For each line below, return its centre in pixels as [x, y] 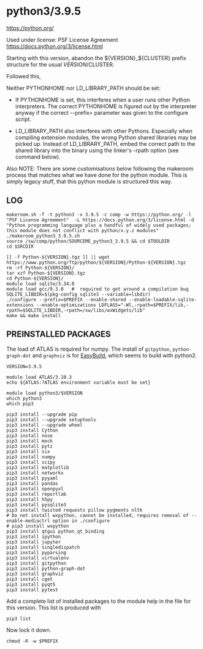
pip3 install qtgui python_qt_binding [55, 531]
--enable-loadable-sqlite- [163, 300]
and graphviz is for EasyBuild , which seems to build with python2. [115, 355]
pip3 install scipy [31, 462]
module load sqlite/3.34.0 [40, 284]
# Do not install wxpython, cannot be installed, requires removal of [98, 515]
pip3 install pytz [29, 446]
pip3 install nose [29, 436]
